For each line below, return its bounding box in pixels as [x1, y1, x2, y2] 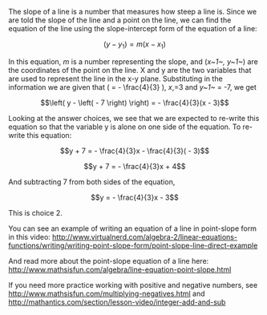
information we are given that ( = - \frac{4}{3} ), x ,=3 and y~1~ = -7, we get [8, 82, 257, 91]
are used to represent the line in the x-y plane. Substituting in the [8, 74, 223, 83]
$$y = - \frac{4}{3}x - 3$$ [91, 192, 179, 202]
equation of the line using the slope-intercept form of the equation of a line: [8, 24, 258, 33]
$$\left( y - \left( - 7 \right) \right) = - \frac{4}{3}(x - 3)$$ [39, 98, 230, 107]
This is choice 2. [8, 208, 63, 217]
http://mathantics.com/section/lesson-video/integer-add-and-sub [8, 297, 226, 307]
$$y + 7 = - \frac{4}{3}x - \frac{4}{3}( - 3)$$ [59, 146, 210, 155]
